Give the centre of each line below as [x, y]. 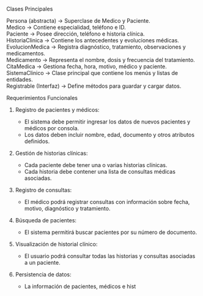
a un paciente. [42, 263]
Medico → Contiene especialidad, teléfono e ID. [66, 27]
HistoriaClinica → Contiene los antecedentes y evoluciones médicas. [93, 40]
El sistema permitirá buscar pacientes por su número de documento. [111, 232]
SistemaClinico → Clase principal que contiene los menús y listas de [92, 73]
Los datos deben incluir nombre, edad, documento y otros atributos [109, 135]
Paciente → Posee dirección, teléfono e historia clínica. [76, 34]
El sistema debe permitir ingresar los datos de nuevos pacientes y [107, 122]
